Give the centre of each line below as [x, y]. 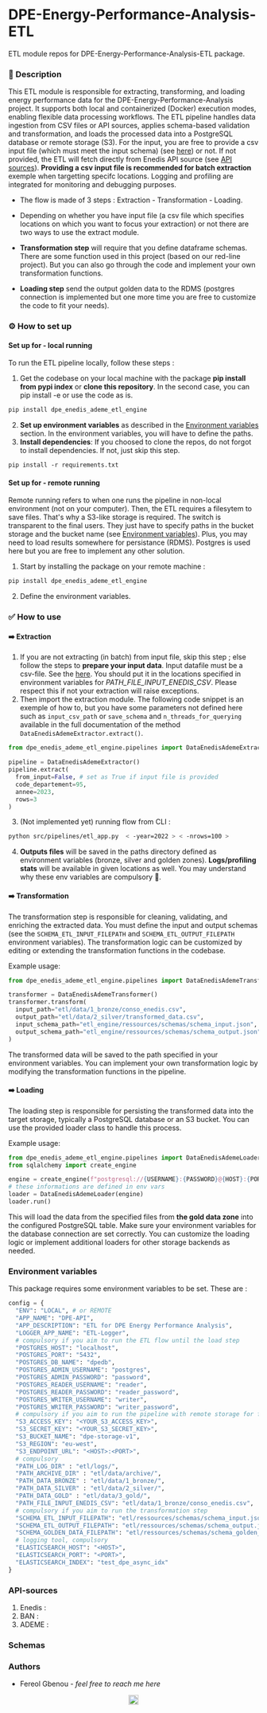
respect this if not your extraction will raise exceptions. [109, 691]
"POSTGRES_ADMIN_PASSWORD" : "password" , [83, 1378]
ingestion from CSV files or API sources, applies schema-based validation [129, 126]
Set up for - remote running [54, 483]
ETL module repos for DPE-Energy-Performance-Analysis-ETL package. [126, 53]
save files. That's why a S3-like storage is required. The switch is [114, 517]
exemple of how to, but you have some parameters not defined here [131, 708]
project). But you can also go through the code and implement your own [137, 265]
